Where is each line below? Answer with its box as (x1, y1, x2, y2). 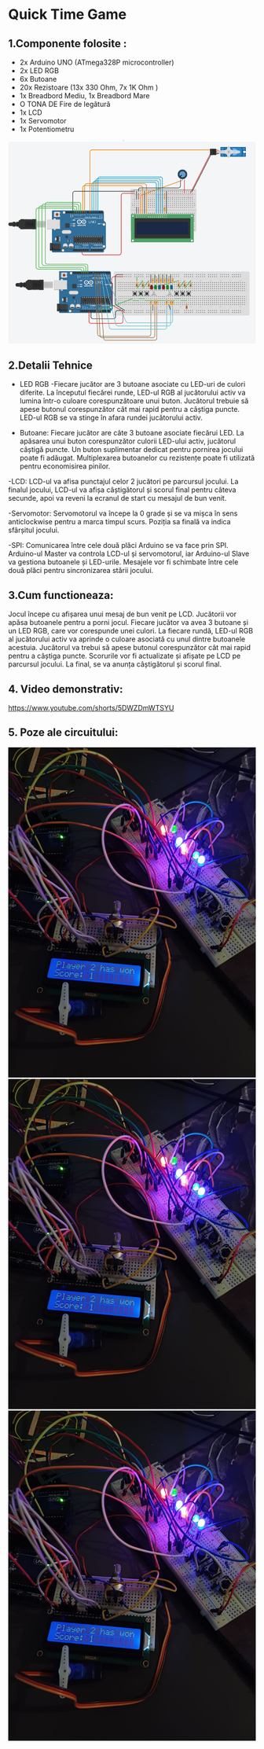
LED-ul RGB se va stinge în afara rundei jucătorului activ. (19, 413, 203, 422)
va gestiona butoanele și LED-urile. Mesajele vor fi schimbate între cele (8, 557, 239, 567)
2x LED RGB (19, 66, 59, 75)
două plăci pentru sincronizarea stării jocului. (8, 566, 154, 575)
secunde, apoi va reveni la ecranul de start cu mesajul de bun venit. (8, 494, 227, 503)
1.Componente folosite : (8, 37, 127, 50)
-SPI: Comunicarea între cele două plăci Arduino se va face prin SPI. (8, 541, 229, 550)
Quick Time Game (8, 6, 127, 24)
